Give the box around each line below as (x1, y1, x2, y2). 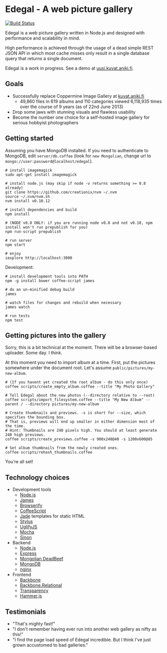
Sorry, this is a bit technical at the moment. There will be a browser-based (5, 345, 157, 351)
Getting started (5, 134, 54, 143)
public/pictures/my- (112, 366, 156, 371)
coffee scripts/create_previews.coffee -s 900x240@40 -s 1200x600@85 (5, 437, 153, 442)
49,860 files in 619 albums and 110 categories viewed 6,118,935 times (19, 98, 162, 104)
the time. (5, 424, 26, 429)
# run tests (5, 313, 30, 318)
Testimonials (5, 607, 46, 616)
